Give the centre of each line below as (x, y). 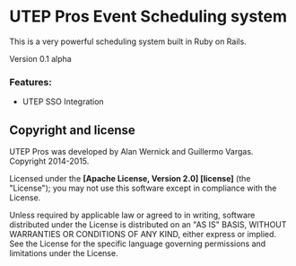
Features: (30, 82)
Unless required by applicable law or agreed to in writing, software (132, 215)
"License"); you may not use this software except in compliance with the (143, 188)
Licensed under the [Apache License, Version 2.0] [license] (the (130, 179)
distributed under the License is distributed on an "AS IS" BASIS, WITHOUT (148, 225)
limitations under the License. (64, 253)
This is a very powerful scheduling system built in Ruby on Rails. (128, 41)
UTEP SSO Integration (63, 102)
